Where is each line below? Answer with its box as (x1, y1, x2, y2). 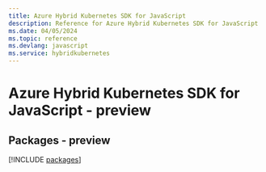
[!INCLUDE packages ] (8, 155, 82, 164)
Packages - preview (8, 133, 111, 147)
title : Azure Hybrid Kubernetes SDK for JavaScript (8, 11, 186, 20)
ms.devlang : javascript (8, 42, 89, 50)
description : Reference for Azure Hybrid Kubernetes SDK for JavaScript (8, 19, 259, 27)
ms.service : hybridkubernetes (8, 49, 111, 57)
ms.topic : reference (8, 34, 78, 43)
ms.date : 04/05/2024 (8, 27, 78, 35)
